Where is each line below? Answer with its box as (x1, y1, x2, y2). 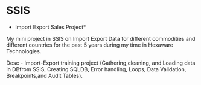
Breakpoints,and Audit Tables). (6, 72, 83, 79)
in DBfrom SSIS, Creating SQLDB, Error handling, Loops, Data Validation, (6, 65, 187, 72)
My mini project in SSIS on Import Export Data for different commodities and (6, 35, 196, 42)
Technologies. (6, 47, 42, 54)
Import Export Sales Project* (14, 23, 86, 31)
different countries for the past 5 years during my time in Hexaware (6, 41, 174, 48)
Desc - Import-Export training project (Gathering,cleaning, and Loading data (6, 59, 196, 66)
